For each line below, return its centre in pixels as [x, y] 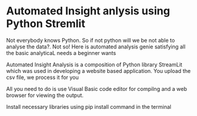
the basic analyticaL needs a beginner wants [61, 53]
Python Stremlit [46, 24]
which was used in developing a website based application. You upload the [98, 71]
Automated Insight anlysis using [88, 11]
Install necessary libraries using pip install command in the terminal [89, 106]
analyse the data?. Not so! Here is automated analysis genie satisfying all [96, 47]
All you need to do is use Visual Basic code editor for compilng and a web [97, 88]
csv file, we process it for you [43, 77]
